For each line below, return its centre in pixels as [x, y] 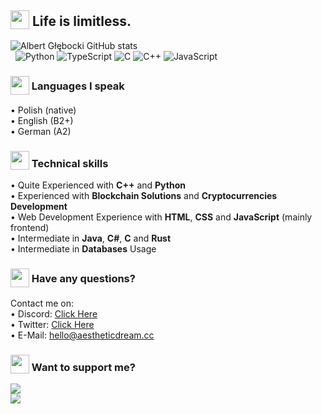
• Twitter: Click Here [52, 324]
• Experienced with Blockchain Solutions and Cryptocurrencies [144, 196]
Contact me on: [42, 303]
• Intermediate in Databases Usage [83, 249]
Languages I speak [78, 86]
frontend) [30, 228]
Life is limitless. [81, 21]
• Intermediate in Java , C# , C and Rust [91, 238]
